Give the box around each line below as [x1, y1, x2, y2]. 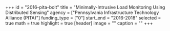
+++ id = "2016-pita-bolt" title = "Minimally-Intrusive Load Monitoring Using [5, 4, 165, 10]
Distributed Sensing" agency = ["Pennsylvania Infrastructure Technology [5, 9, 159, 15]
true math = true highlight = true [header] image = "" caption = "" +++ [5, 20, 153, 26]
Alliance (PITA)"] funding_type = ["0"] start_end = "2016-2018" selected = [5, 15, 161, 20]
